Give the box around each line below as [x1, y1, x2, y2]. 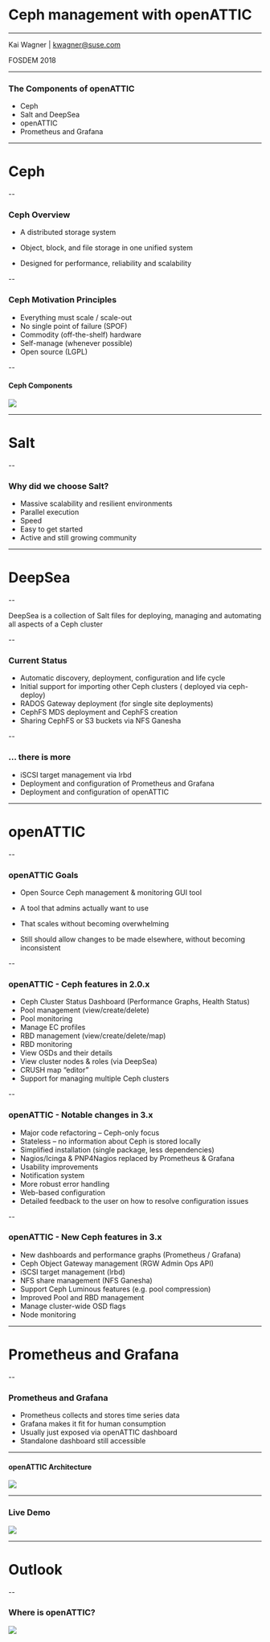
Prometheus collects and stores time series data [19, 1410, 180, 1420]
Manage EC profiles [19, 1023, 86, 1032]
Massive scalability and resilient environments [19, 499, 173, 508]
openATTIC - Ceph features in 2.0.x [8, 979, 150, 990]
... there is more [8, 752, 72, 763]
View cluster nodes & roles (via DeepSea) [19, 1057, 158, 1066]
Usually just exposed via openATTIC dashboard [19, 1427, 178, 1437]
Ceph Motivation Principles [8, 294, 117, 306]
